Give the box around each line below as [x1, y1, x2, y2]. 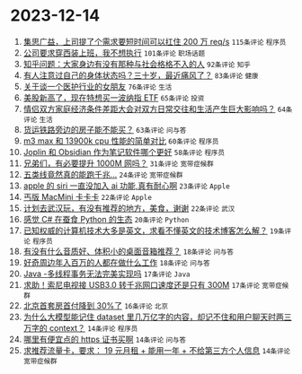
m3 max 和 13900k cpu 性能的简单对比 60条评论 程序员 [22, 135, 219, 146]
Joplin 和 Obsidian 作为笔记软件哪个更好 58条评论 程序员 [22, 146, 226, 157]
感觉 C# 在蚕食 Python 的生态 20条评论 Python [22, 213, 190, 224]
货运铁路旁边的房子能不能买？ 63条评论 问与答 [22, 124, 187, 135]
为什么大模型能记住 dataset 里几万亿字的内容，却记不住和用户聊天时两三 [22, 311, 292, 322]
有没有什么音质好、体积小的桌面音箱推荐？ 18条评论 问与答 [22, 246, 235, 257]
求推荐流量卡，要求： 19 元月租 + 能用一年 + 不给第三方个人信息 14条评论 [22, 344, 291, 355]
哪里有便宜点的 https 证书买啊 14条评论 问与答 [22, 334, 187, 344]
